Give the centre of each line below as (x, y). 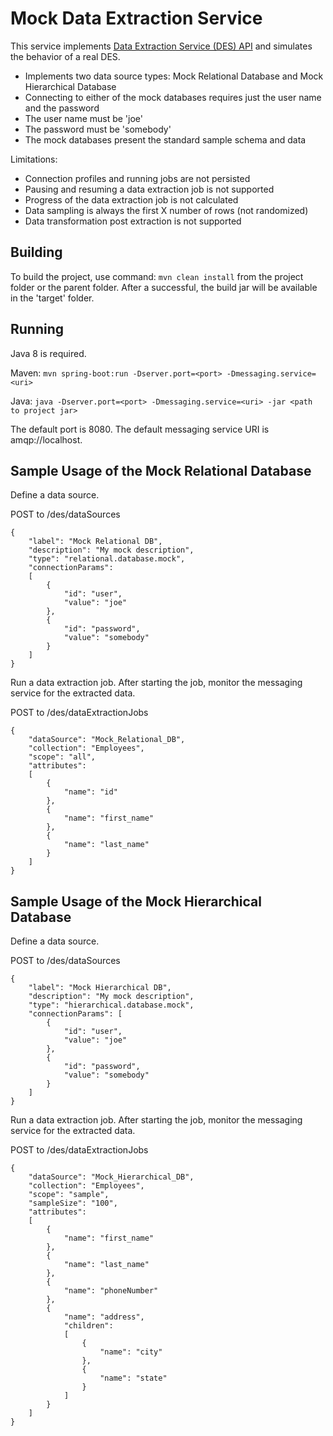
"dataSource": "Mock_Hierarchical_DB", (111, 1177)
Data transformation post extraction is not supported (133, 221)
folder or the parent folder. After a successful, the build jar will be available (164, 287)
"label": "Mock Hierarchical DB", (100, 988)
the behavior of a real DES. (65, 56)
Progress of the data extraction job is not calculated (131, 199)
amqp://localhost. (46, 439)
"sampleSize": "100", (73, 1203)
